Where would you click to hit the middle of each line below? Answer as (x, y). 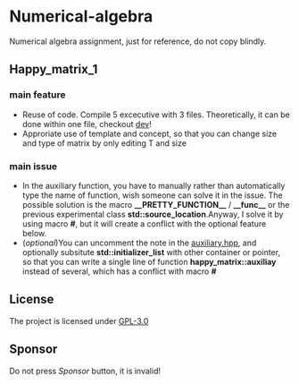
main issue (33, 166)
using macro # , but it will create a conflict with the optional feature (144, 223)
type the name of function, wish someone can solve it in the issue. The (152, 195)
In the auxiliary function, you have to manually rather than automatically (154, 185)
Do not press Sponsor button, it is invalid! (85, 371)
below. (34, 233)
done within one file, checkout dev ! (87, 124)
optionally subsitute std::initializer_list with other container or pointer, (151, 252)
